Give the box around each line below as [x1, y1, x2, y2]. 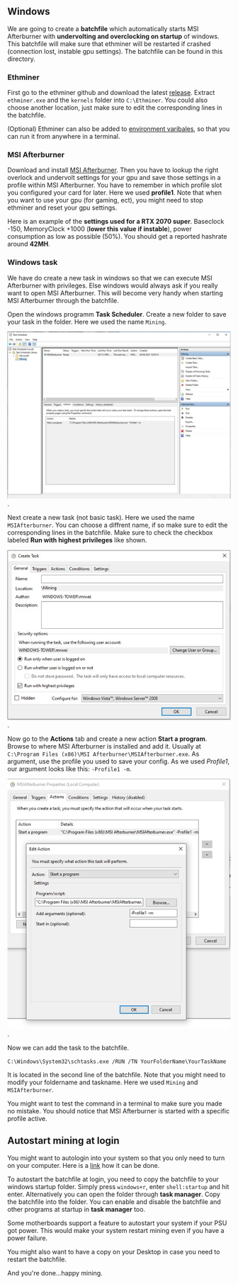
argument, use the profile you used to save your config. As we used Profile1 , [7, 757, 230, 766]
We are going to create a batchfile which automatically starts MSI [7, 24, 199, 33]
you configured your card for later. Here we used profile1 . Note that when [7, 188, 222, 197]
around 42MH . [7, 240, 51, 249]
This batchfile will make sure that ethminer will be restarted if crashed [7, 39, 211, 48]
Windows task [7, 258, 58, 268]
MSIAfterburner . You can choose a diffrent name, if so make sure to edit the [7, 521, 228, 529]
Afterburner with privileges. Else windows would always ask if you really [7, 281, 218, 290]
